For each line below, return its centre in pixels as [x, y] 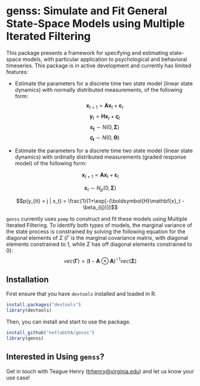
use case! [18, 378]
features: [17, 72]
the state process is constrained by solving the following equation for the [96, 231]
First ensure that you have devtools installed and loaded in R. [81, 294]
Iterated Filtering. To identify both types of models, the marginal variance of [99, 225]
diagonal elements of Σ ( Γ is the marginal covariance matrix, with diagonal [97, 237]
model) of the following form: [50, 163]
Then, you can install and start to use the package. [69, 322]
